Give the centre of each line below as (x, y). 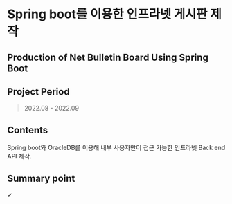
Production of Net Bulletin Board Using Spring (108, 57)
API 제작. (20, 156)
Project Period (39, 92)
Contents (28, 130)
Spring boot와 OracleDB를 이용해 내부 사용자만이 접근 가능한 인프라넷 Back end (116, 148)
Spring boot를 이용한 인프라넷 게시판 (107, 14)
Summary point (41, 178)
